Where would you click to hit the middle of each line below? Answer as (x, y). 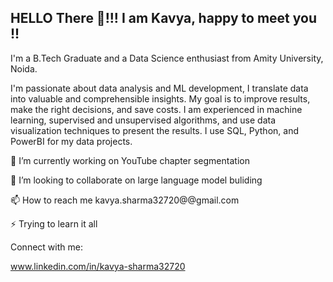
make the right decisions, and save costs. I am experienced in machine (156, 109)
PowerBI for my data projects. (71, 141)
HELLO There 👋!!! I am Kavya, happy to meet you (163, 18)
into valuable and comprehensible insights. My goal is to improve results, (160, 98)
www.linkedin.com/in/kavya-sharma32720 (98, 266)
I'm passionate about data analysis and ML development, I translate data (159, 88)
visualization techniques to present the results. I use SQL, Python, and (154, 130)
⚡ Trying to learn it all (54, 223)
